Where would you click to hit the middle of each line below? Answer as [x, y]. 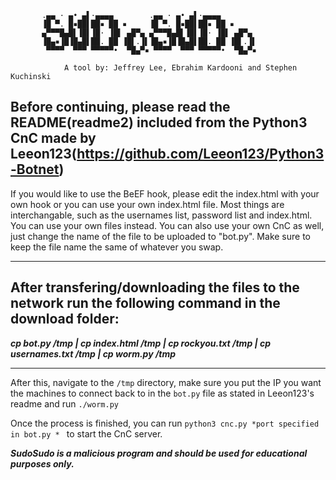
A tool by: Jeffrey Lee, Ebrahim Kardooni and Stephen [180, 68]
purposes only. [42, 463]
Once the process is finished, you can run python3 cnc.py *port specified [165, 423]
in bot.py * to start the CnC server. [86, 433]
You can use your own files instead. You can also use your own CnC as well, [167, 225]
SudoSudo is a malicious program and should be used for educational [159, 453]
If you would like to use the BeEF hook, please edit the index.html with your [165, 193]
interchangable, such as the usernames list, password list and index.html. [161, 215]
